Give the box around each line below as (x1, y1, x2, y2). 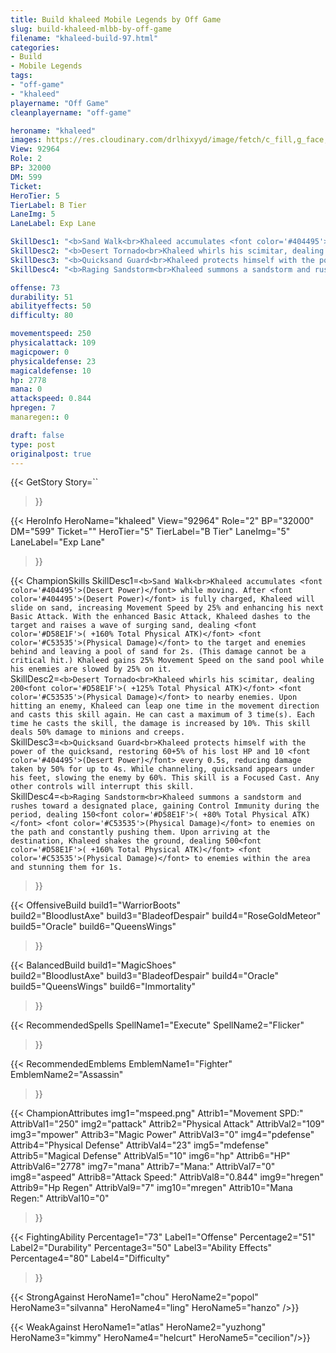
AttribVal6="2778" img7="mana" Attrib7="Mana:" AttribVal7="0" (10, 1161, 276, 1173)
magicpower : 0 (10, 347, 70, 357)
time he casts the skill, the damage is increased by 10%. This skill (10, 719, 311, 729)
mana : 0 (10, 384, 43, 395)
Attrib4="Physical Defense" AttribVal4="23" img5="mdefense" (10, 1139, 270, 1151)
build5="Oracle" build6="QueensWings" (10, 921, 177, 933)
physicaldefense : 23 (10, 356, 97, 366)
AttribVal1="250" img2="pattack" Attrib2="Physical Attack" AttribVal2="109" (10, 1118, 325, 1130)
